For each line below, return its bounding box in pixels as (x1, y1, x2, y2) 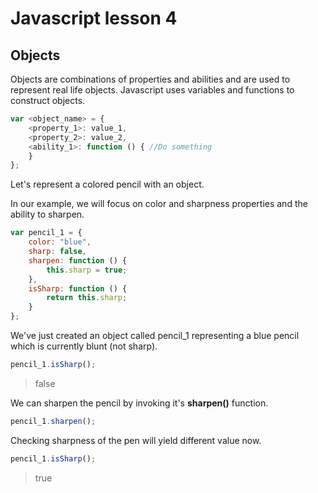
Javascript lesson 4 (10, 7, 178, 30)
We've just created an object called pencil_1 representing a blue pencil (10, 330, 300, 341)
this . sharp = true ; (46, 265, 128, 275)
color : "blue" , (28, 237, 92, 247)
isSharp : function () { (28, 283, 128, 294)
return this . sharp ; (46, 293, 128, 303)
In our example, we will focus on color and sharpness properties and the (10, 198, 308, 210)
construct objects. (10, 95, 86, 106)
